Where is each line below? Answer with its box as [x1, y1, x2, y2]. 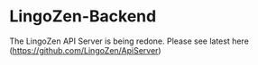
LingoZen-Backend [9, 6, 157, 27]
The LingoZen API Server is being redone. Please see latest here [9, 36, 250, 46]
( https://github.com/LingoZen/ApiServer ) [9, 45, 161, 55]
